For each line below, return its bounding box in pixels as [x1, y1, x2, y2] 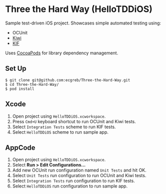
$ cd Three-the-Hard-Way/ [5, 82, 59, 87]
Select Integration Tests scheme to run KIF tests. [12, 124, 116, 130]
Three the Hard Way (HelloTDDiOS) [5, 3, 153, 15]
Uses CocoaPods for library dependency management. [5, 50, 119, 56]
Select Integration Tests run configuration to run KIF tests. [12, 178, 135, 184]
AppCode [5, 143, 36, 152]
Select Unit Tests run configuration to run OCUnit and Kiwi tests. [12, 173, 147, 179]
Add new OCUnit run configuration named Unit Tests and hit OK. [12, 167, 147, 173]
